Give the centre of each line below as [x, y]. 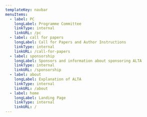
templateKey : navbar [27, 10]
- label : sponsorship [32, 56]
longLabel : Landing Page [40, 98]
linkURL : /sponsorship [38, 70]
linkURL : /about [31, 88]
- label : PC [22, 19]
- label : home [24, 93]
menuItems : [16, 14]
